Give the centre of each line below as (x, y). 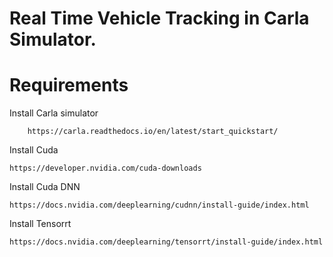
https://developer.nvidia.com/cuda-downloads (105, 168)
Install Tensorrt (40, 224)
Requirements (69, 85)
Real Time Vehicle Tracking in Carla (159, 18)
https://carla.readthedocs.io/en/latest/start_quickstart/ (153, 132)
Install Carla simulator (54, 113)
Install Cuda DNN (45, 187)
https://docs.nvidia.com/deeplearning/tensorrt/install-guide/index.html (166, 242)
